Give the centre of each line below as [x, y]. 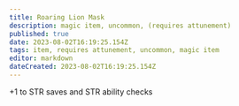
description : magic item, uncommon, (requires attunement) [120, 26]
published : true [39, 34]
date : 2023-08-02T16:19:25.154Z [69, 42]
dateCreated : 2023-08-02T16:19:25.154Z [83, 67]
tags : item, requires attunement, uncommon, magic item [114, 50]
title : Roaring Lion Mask [57, 17]
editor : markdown [41, 58]
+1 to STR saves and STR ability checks [81, 91]
